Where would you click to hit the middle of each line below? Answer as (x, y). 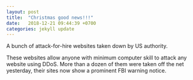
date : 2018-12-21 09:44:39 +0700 (51, 23)
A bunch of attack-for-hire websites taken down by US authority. (87, 46)
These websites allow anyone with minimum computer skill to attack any (96, 58)
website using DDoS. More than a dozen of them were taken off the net (95, 64)
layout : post (23, 12)
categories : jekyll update (40, 29)
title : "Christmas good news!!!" (50, 18)
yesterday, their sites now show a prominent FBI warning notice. (86, 71)
